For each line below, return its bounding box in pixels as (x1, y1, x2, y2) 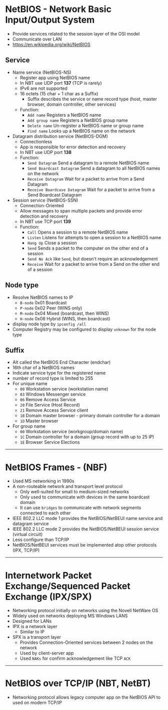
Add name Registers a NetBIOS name (27, 112, 101, 118)
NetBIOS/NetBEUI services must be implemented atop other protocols (12, 542, 157, 548)
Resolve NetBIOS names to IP (12, 294, 73, 300)
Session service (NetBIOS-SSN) (12, 197, 78, 203)
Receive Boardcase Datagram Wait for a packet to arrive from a (27, 187, 155, 193)
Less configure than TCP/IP (12, 537, 69, 543)
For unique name (12, 381, 47, 387)
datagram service (12, 520, 49, 527)
